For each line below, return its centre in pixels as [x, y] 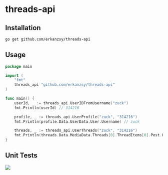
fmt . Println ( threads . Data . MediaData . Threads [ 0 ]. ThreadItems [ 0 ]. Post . [88, 135]
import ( [14, 75]
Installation [23, 28]
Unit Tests [21, 156]
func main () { [20, 99]
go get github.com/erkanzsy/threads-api [48, 39]
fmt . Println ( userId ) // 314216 [47, 108]
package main [19, 66]
